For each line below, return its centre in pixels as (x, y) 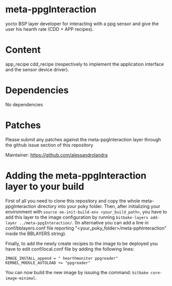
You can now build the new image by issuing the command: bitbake (77, 272)
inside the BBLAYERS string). (36, 233)
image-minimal (21, 278)
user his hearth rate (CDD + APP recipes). (50, 29)
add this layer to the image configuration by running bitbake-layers (77, 217)
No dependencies (24, 104)
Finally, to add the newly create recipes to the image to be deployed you (82, 243)
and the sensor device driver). (37, 69)
